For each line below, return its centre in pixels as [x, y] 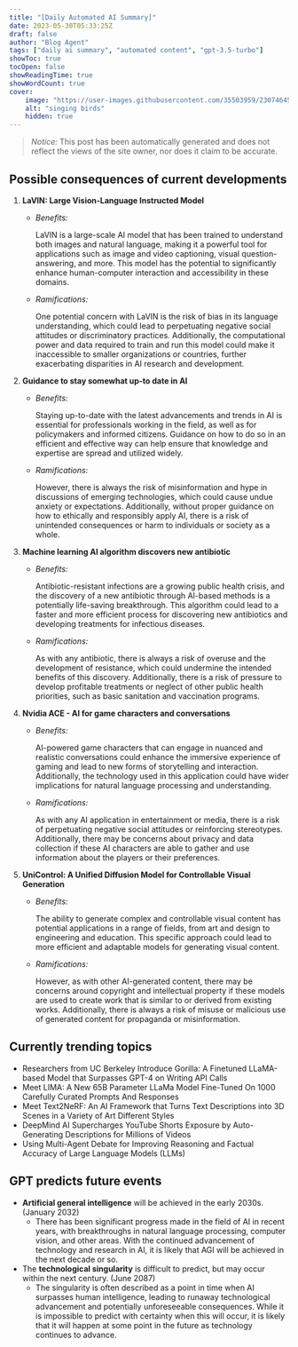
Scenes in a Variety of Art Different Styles [98, 1115]
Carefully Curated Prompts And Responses [100, 1097]
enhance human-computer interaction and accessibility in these [152, 273]
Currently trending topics [81, 1047]
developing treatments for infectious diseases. [120, 623]
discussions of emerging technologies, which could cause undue [154, 496]
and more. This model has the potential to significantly [177, 263]
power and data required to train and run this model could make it [155, 345]
